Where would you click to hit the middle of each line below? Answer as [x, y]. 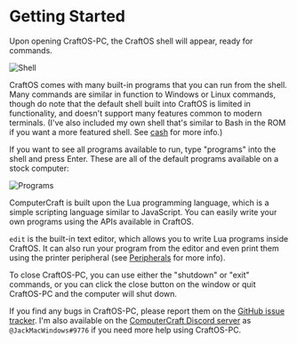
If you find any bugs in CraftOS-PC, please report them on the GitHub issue [147, 311]
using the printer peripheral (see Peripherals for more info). [117, 257]
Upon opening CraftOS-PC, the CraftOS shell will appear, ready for [131, 41]
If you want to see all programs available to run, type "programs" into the [143, 149]
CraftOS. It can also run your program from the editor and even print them [144, 248]
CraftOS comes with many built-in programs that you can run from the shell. [148, 84]
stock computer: [39, 168]
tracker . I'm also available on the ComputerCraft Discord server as [130, 320]
